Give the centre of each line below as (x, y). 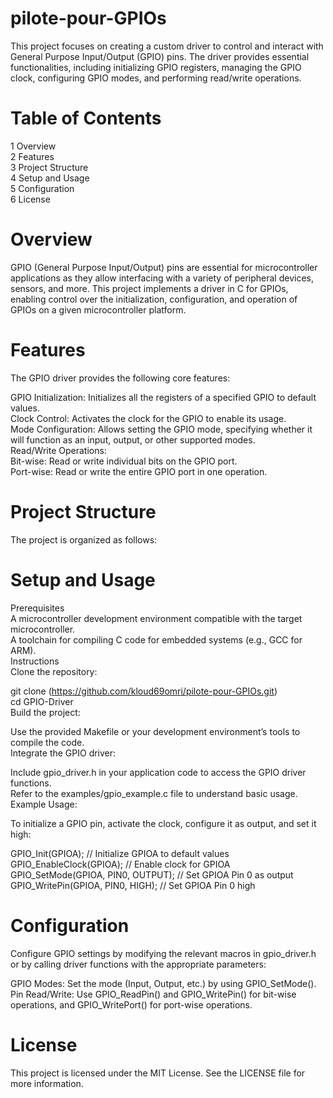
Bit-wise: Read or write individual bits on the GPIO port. (124, 461)
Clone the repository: (54, 671)
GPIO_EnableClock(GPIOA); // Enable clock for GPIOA (120, 864)
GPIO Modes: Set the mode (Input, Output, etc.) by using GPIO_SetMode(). (163, 983)
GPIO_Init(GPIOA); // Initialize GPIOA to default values (120, 853)
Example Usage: (44, 804)
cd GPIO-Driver (42, 701)
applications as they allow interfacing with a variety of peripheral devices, (162, 278)
